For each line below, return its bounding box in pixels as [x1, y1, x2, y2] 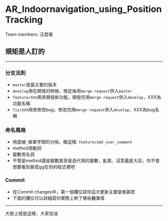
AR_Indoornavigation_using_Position [5, 3, 162, 15]
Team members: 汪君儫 [5, 31, 53, 37]
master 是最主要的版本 [12, 81, 57, 88]
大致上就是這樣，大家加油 [5, 210, 58, 216]
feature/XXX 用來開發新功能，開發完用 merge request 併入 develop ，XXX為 [12, 94, 161, 100]
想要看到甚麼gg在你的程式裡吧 [12, 164, 75, 170]
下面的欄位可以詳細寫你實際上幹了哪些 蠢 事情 [12, 195, 105, 201]
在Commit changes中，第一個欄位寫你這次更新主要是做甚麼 [12, 188, 135, 194]
